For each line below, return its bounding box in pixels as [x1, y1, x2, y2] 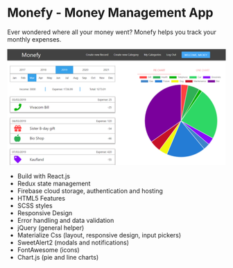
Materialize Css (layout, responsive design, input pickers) [17, 231, 182, 239]
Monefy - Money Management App [7, 5, 214, 21]
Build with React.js [17, 171, 71, 180]
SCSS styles [17, 201, 53, 210]
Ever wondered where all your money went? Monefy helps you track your [7, 28, 216, 36]
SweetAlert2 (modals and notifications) [17, 238, 130, 246]
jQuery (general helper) [17, 224, 85, 232]
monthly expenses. [7, 35, 62, 43]
